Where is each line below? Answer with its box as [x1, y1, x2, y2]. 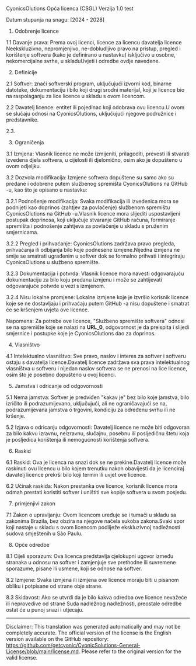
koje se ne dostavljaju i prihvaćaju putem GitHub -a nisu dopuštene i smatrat [6, 300, 190, 307]
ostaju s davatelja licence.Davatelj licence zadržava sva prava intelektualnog [6, 359, 190, 366]
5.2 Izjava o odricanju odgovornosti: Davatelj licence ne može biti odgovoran [6, 424, 190, 431]
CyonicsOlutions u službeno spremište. [6, 259, 100, 265]
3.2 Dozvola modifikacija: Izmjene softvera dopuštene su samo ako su [6, 174, 174, 181]
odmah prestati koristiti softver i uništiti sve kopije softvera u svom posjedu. [6, 489, 188, 495]
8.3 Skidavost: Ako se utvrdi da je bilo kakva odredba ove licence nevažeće [6, 594, 188, 601]
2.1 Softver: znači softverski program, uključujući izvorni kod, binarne [6, 80, 172, 87]
